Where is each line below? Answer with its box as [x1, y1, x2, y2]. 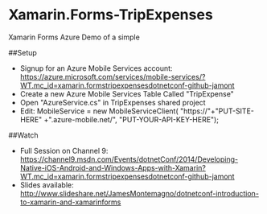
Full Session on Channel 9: [19, 146, 109, 155]
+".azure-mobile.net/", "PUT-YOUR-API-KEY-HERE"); [43, 114, 220, 124]
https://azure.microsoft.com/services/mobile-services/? [19, 72, 206, 81]
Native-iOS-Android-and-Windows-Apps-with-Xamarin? [19, 163, 207, 172]
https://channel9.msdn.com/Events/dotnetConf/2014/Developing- [19, 154, 239, 164]
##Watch [8, 130, 39, 140]
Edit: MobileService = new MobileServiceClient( [19, 106, 179, 116]
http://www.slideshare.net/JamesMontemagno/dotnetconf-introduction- [19, 188, 260, 198]
